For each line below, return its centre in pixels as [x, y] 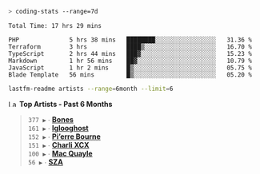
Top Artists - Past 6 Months [66, 104]
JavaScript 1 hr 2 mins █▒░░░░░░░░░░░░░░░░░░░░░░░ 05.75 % [130, 68]
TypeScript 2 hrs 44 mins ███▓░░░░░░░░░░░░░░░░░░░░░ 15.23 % [130, 53]
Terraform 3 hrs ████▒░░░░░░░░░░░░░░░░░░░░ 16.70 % [130, 47]
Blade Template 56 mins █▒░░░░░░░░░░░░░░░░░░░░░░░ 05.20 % [130, 75]
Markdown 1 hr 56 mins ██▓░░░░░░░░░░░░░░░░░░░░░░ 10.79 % [130, 61]
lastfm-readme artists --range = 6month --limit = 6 [91, 89]
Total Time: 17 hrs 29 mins [55, 26]
